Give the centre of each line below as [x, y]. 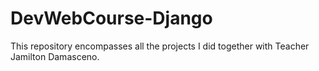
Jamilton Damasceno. [55, 56]
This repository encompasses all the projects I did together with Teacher [160, 46]
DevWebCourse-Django [111, 18]
